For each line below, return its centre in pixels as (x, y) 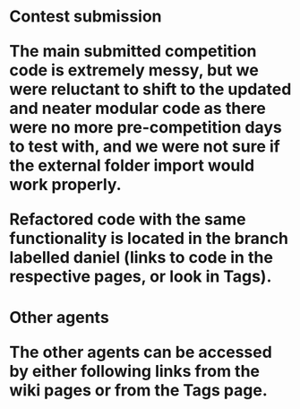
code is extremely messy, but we (134, 70)
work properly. (66, 185)
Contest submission (86, 17)
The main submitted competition (133, 52)
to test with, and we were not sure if (145, 147)
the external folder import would (132, 165)
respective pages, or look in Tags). (141, 277)
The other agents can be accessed (141, 352)
